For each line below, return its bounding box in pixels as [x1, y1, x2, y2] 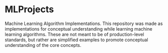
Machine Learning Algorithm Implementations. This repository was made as [5, 20, 163, 26]
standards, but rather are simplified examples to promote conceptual [5, 37, 148, 43]
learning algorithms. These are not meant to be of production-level [5, 31, 144, 37]
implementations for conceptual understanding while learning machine [5, 25, 153, 32]
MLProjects [5, 4, 54, 15]
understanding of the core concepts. [5, 42, 82, 48]
